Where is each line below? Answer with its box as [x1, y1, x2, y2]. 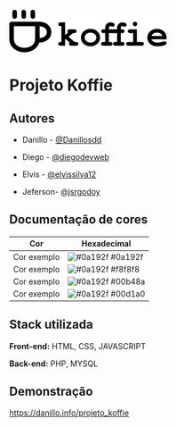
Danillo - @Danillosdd [21, 135, 102, 145]
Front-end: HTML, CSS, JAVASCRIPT [9, 340, 147, 351]
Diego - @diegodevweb [21, 152, 109, 162]
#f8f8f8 [110, 264, 140, 274]
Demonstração [9, 384, 93, 399]
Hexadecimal [81, 239, 132, 249]
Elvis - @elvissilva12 [21, 169, 97, 180]
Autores [9, 111, 55, 126]
